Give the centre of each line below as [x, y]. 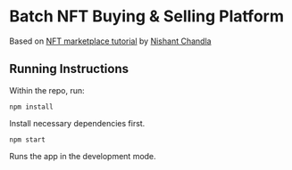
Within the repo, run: [47, 90]
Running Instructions [69, 69]
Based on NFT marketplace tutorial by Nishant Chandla [110, 41]
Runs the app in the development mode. [83, 156]
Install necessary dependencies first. [77, 123]
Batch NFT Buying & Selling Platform [146, 16]
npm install [31, 107]
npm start [28, 140]
